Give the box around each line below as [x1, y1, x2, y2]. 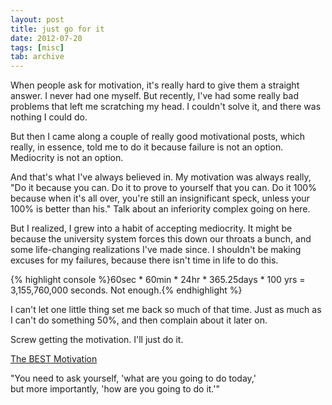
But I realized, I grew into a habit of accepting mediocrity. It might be [10, 222, 293, 235]
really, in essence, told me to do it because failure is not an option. [10, 141, 284, 153]
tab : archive [10, 52, 65, 62]
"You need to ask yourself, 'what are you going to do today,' [10, 372, 257, 385]
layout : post [10, 14, 65, 25]
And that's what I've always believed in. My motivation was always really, [10, 171, 312, 183]
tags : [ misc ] [10, 42, 65, 53]
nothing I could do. [10, 111, 88, 123]
